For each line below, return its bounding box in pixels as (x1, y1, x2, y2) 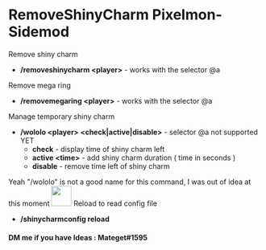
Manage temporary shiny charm (8, 111, 115, 121)
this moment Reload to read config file (8, 199, 158, 208)
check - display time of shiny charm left (31, 144, 165, 154)
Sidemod (8, 23, 70, 41)
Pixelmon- (152, 6, 223, 24)
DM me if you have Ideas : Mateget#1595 (8, 232, 148, 242)
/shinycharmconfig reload (19, 214, 110, 223)
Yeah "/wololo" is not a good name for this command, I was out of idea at (8, 177, 251, 186)
